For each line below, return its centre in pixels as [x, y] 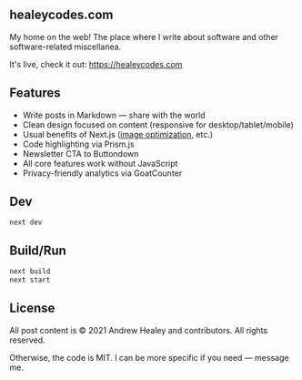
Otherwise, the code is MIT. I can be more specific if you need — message [149, 357]
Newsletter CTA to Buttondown [81, 153]
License [32, 308]
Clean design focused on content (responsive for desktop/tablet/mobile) [158, 124]
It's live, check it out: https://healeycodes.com [96, 64]
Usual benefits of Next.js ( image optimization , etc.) [118, 134]
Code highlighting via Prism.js [78, 144]
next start [30, 280]
